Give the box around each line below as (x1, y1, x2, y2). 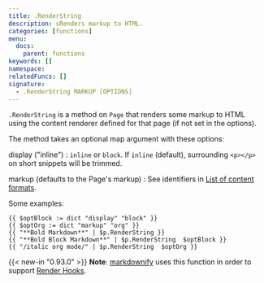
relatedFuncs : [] (8, 72, 67, 81)
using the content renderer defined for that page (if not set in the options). (8, 119, 258, 128)
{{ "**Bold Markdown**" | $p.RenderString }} (8, 229, 165, 237)
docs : (15, 42, 35, 50)
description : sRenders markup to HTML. (8, 20, 144, 28)
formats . (8, 183, 37, 193)
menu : (8, 34, 27, 43)
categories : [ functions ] (8, 27, 93, 35)
